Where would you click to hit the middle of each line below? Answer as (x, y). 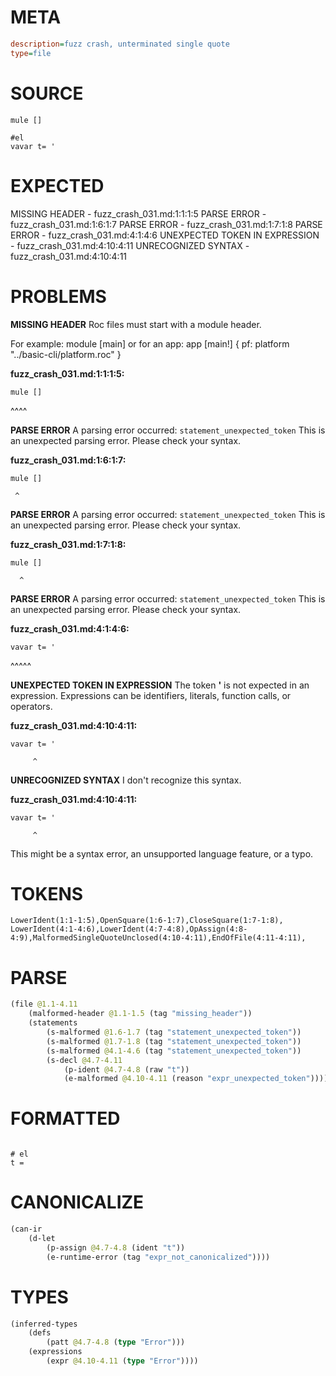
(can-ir (26, 1229)
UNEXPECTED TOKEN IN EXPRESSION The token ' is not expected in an (160, 685)
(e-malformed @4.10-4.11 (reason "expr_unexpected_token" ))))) (198, 1079)
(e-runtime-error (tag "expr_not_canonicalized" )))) (158, 1257)
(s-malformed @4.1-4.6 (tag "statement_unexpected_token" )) (174, 1051)
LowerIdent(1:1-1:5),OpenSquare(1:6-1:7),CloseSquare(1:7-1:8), (147, 921)
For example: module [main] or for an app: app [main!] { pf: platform (150, 343)
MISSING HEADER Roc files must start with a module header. (136, 324)
